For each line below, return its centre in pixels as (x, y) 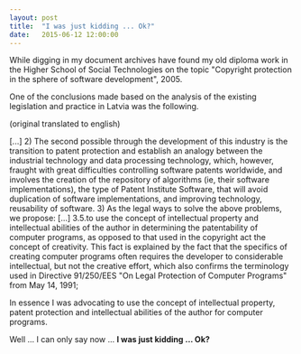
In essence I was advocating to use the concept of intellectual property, (142, 303)
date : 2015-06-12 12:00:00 (64, 34)
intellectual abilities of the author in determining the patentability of (134, 228)
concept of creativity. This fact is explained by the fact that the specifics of (149, 247)
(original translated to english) (65, 124)
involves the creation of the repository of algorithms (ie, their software (140, 180)
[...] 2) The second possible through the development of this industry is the (149, 142)
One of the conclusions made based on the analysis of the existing (133, 97)
